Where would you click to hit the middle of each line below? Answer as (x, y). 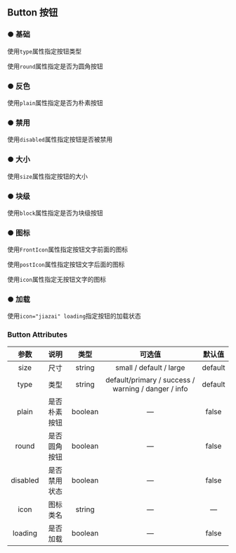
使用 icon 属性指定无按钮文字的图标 (57, 280)
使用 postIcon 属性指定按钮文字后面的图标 (66, 265)
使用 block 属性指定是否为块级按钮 (55, 213)
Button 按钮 (33, 13)
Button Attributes (38, 335)
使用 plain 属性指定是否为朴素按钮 (55, 102)
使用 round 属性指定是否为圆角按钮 (55, 66)
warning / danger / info (150, 388)
